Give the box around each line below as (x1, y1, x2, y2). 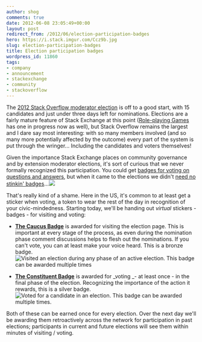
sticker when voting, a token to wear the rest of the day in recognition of (6, 198, 186, 205)
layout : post (6, 25, 39, 32)
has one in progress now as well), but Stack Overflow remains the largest (6, 123, 188, 130)
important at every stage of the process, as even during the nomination (14, 229, 192, 236)
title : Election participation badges (6, 48, 104, 54)
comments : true (6, 14, 45, 20)
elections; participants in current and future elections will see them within (6, 323, 189, 330)
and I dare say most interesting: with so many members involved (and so (6, 129, 187, 136)
